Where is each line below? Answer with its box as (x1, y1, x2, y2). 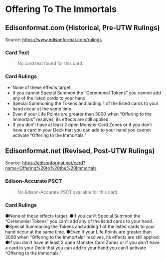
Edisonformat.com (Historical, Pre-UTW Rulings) (5, 23, 161, 32)
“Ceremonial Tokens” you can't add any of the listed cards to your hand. (5, 218, 154, 224)
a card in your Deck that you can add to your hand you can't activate (5, 245, 146, 250)
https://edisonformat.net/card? (22, 160, 86, 166)
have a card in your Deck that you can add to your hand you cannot (12, 126, 151, 133)
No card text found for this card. (17, 60, 84, 66)
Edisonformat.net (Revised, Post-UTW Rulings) (5, 146, 155, 155)
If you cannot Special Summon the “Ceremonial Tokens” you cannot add (12, 89, 161, 95)
